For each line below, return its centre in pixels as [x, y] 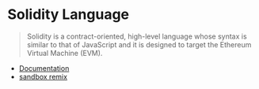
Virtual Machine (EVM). [65, 53]
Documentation [44, 68]
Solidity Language [69, 15]
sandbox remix [43, 76]
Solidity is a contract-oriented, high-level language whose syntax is [137, 36]
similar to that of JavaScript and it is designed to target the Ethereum [139, 44]
